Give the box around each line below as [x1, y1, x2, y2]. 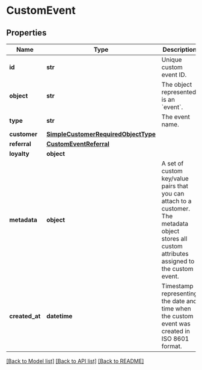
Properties [6, 28, 47, 38]
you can [161, 190, 185, 197]
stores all [161, 235, 188, 242]
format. [161, 342, 182, 350]
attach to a [161, 197, 192, 205]
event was [161, 319, 191, 328]
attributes [161, 250, 189, 257]
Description [162, 46, 197, 54]
